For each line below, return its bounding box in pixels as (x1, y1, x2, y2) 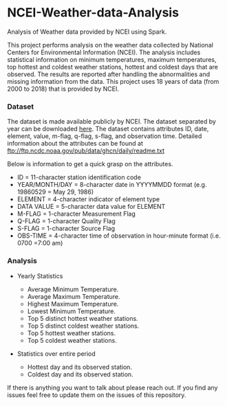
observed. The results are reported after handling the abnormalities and (7, 70, 210, 78)
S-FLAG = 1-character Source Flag (17, 225, 116, 233)
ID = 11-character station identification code (17, 173, 141, 181)
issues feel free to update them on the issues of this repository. (7, 390, 186, 399)
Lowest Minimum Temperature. (27, 307, 116, 315)
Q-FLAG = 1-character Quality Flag (17, 217, 116, 225)
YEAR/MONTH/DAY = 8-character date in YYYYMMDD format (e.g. (17, 181, 207, 189)
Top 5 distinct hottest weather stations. (27, 314, 139, 322)
